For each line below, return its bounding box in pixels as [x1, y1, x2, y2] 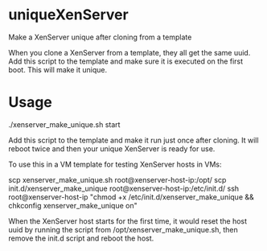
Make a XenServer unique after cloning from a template [8, 32, 192, 42]
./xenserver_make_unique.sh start [8, 119, 121, 130]
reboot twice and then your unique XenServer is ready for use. [8, 143, 216, 154]
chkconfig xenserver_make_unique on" [8, 200, 138, 210]
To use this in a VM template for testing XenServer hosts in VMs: [8, 159, 222, 169]
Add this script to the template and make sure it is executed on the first [8, 56, 244, 66]
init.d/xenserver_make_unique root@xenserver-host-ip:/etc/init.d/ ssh [8, 183, 240, 193]
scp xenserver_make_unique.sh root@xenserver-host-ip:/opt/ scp [8, 175, 227, 184]
